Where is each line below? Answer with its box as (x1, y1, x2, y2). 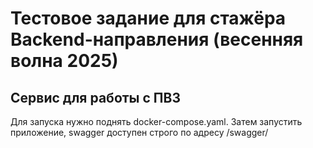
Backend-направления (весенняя (10, 28, 304, 51)
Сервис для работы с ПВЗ (10, 89, 181, 106)
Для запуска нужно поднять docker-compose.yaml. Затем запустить (10, 116, 303, 127)
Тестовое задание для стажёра (10, 7, 287, 30)
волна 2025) (10, 50, 119, 72)
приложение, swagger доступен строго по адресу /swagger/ (10, 127, 269, 138)
